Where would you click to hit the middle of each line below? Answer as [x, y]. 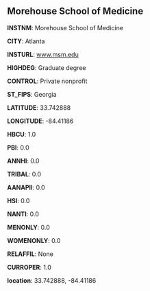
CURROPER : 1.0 [29, 267]
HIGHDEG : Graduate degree [47, 67]
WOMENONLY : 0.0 [34, 240]
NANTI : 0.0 [23, 214]
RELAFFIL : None [30, 254]
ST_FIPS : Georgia [32, 94]
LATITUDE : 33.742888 [39, 107]
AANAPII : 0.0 [26, 187]
